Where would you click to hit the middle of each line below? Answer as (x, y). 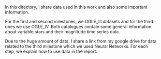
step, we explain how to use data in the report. (51, 51)
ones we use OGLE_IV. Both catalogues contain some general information (78, 27)
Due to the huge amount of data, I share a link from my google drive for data (81, 41)
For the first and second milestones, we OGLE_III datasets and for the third (79, 22)
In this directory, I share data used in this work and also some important (76, 7)
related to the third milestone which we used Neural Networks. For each (77, 46)
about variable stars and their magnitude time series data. (62, 32)
